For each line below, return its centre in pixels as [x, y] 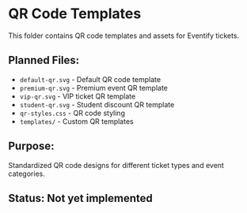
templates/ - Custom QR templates [76, 121]
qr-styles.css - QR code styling [72, 113]
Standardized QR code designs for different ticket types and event [116, 165]
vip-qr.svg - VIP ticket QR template [78, 96]
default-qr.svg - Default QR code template [90, 79]
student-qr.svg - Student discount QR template [97, 104]
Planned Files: [44, 60]
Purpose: [31, 146]
